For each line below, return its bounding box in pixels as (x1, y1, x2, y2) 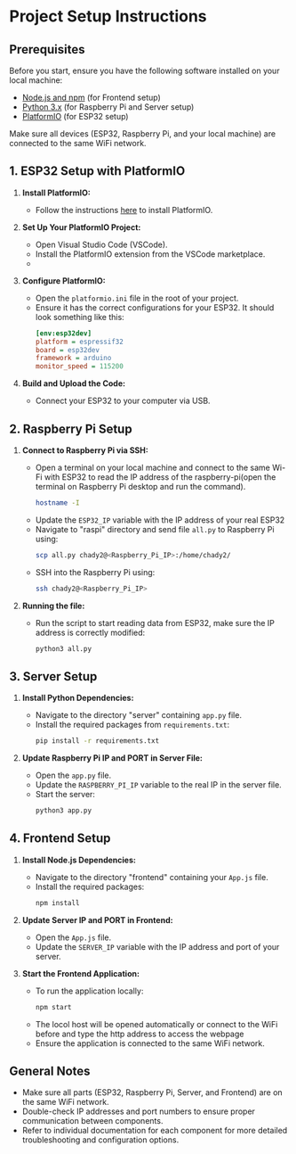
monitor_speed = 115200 (35, 362, 124, 371)
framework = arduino (35, 354, 112, 363)
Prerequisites (9, 42, 85, 57)
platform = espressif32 (35, 337, 124, 346)
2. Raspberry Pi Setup (9, 421, 132, 436)
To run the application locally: (35, 985, 144, 996)
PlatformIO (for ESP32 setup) (21, 111, 129, 121)
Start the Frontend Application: (21, 968, 140, 978)
